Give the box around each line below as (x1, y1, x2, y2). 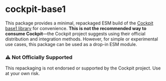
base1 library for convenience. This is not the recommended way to (5, 25, 147, 31)
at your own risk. (5, 70, 40, 76)
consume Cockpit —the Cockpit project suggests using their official (5, 30, 146, 36)
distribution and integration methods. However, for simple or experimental (5, 36, 158, 42)
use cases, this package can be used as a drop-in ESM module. (5, 41, 137, 47)
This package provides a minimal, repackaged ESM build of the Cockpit (5, 20, 153, 26)
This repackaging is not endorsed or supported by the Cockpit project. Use (5, 65, 161, 71)
